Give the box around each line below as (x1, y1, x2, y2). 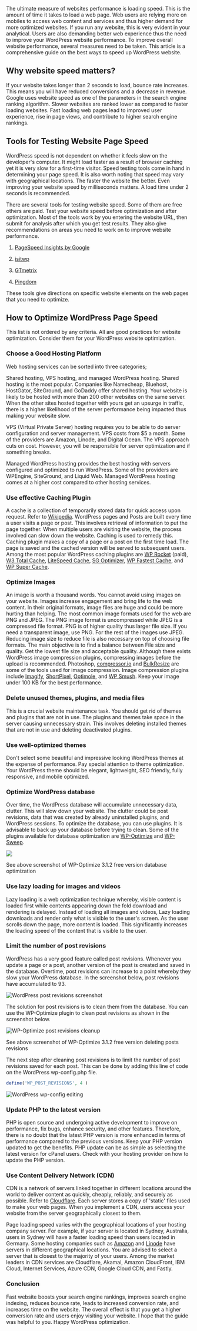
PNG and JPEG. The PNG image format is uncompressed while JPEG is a (6, 617, 183, 624)
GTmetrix (14, 267, 37, 274)
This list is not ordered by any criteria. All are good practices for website (6, 329, 181, 336)
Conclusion (6, 1280, 40, 1288)
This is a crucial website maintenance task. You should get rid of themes (6, 707, 182, 714)
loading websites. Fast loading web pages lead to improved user (6, 106, 162, 114)
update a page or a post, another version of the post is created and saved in (6, 961, 191, 968)
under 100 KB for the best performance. (6, 679, 103, 686)
